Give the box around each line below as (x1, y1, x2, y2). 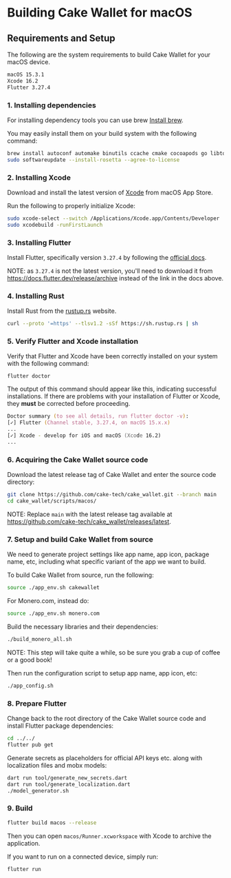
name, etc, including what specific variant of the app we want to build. (7, 558, 206, 566)
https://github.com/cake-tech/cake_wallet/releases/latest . (7, 517, 172, 525)
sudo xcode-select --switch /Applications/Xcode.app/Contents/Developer (7, 215, 220, 222)
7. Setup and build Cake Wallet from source (7, 534, 153, 544)
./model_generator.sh (7, 787, 69, 794)
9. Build (7, 804, 33, 813)
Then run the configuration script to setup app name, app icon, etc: (7, 668, 198, 677)
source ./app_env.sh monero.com (7, 610, 100, 617)
